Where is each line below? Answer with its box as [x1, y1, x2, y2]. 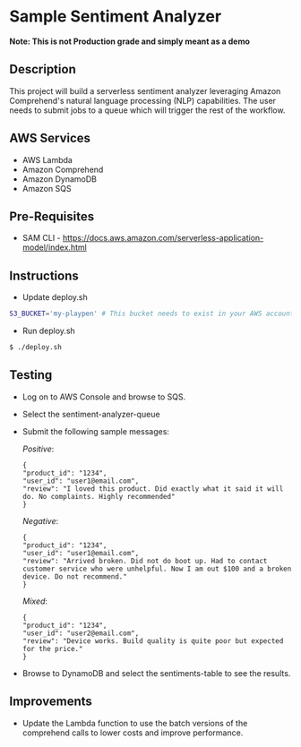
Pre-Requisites [9, 209, 95, 224]
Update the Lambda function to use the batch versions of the [21, 717, 248, 728]
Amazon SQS [21, 183, 72, 193]
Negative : [21, 515, 59, 526]
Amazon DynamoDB [21, 173, 97, 185]
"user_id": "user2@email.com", [21, 629, 140, 638]
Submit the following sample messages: [21, 425, 170, 436]
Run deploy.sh [21, 325, 76, 337]
